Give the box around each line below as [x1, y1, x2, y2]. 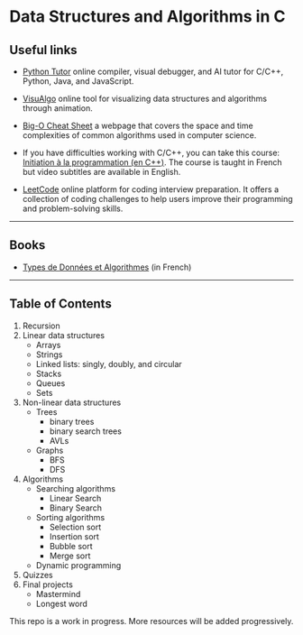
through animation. [22, 103, 93, 114]
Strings [35, 349, 63, 360]
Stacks [35, 368, 62, 379]
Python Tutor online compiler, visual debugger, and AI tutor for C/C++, [22, 66, 284, 77]
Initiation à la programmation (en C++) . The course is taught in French [22, 157, 282, 168]
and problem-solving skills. [22, 203, 124, 214]
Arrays [35, 339, 61, 350]
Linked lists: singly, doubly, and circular [35, 358, 182, 369]
